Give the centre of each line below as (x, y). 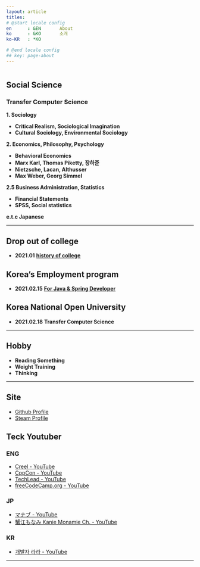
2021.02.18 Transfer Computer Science (64, 322)
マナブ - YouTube (36, 515)
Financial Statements (42, 199)
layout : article (26, 12)
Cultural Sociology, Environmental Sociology (71, 133)
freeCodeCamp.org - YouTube (52, 485)
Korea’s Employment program (62, 274)
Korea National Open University (66, 307)
